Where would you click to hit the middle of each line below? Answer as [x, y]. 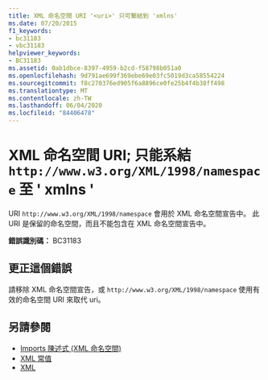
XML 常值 [36, 358]
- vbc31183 [27, 46]
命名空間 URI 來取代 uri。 [64, 299]
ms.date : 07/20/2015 [43, 23]
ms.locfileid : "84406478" [52, 114]
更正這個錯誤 [40, 268]
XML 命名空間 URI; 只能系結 [100, 156]
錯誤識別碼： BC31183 [45, 240]
